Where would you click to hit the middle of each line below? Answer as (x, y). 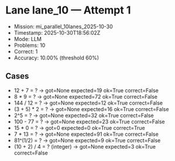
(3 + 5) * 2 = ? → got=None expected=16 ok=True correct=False (91, 109)
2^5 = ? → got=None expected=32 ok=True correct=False (84, 115)
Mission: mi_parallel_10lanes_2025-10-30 (63, 26)
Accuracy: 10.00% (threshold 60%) (56, 58)
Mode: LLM (28, 39)
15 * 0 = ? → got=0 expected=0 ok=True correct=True (79, 128)
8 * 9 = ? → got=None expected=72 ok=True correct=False (86, 96)
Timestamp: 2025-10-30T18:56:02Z (57, 32)
